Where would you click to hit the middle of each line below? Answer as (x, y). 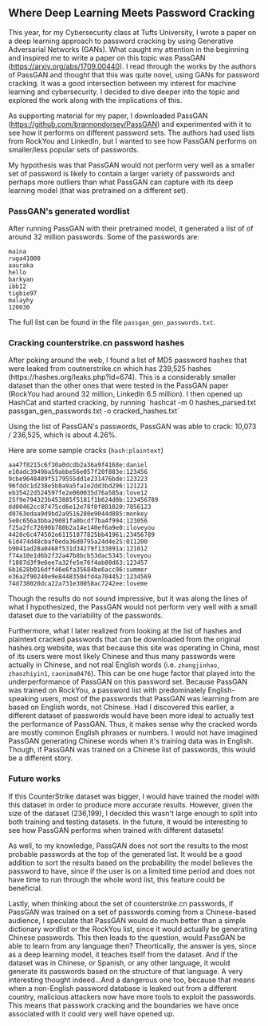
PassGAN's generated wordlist (69, 211)
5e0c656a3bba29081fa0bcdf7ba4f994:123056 (78, 521)
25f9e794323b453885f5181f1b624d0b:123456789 (83, 500)
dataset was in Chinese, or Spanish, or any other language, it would (119, 963)
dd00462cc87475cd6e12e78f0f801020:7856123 (80, 507)
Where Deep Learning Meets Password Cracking (132, 13)
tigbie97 (23, 294)
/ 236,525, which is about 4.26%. (63, 435)
